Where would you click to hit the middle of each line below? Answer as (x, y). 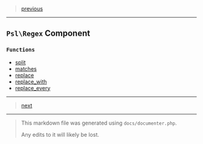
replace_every (33, 88)
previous (32, 9)
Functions (21, 50)
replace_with (31, 82)
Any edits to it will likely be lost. (60, 134)
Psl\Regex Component (48, 34)
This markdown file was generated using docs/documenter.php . (99, 123)
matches (26, 68)
